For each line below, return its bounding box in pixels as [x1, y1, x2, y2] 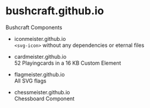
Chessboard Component [14, 95, 75, 102]
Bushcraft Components [5, 24, 62, 31]
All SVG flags [14, 77, 47, 84]
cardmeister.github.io [14, 53, 67, 60]
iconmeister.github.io [14, 35, 66, 42]
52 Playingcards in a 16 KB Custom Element [14, 59, 121, 66]
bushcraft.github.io [5, 4, 104, 18]
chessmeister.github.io [14, 88, 70, 96]
